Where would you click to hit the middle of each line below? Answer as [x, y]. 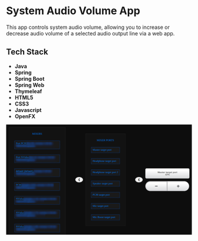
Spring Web [29, 85]
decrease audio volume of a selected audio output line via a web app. [90, 33]
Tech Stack [27, 52]
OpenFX [25, 116]
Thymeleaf [28, 91]
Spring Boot [29, 78]
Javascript [28, 110]
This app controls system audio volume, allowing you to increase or [88, 27]
